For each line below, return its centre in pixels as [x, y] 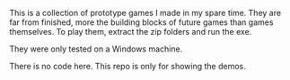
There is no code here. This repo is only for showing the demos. [127, 66]
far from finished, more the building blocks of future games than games [141, 22]
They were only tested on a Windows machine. [96, 49]
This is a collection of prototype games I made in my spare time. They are [145, 13]
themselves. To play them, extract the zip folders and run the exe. [131, 32]
